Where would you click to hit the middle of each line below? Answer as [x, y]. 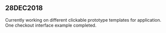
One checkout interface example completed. [51, 25]
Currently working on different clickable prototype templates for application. [83, 20]
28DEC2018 [24, 8]
